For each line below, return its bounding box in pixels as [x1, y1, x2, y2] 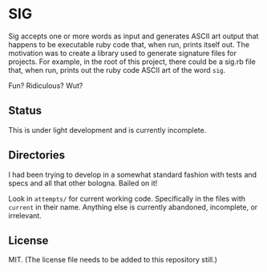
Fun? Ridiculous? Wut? [8, 81, 83, 90]
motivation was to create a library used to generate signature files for [8, 48, 237, 58]
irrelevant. [8, 210, 42, 220]
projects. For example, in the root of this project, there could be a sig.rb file [8, 57, 257, 66]
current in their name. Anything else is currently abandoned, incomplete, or [8, 202, 258, 212]
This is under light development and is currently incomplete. [8, 125, 207, 134]
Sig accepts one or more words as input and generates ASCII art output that [8, 31, 259, 41]
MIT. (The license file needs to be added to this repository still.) [8, 255, 218, 265]
